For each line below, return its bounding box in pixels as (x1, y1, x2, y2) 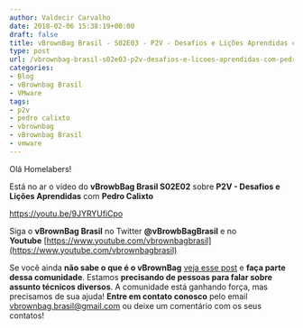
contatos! (9, 310, 45, 321)
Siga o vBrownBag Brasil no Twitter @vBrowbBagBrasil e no (9, 225, 237, 236)
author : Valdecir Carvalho (9, 13, 111, 23)
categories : (9, 64, 54, 73)
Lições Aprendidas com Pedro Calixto (9, 190, 154, 201)
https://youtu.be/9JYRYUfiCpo (9, 208, 124, 219)
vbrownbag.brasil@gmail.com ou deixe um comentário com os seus (9, 300, 262, 311)
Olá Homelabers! (9, 163, 72, 174)
